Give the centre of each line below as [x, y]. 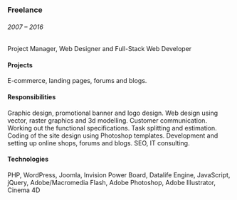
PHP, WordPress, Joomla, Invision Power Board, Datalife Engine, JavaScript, [119, 174]
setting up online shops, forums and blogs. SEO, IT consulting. [99, 143]
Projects [20, 65]
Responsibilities [32, 96]
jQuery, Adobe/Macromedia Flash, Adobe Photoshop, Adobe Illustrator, [111, 182]
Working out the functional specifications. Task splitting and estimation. [112, 128]
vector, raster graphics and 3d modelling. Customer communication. [107, 120]
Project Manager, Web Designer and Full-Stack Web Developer [100, 49]
